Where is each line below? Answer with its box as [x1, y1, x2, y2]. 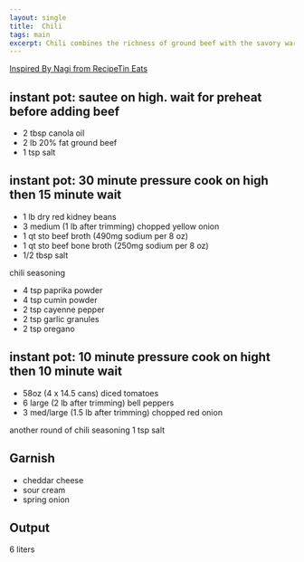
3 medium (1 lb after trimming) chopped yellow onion [22, 221, 220, 232]
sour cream [22, 484, 66, 495]
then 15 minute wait [9, 187, 122, 203]
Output [9, 519, 50, 535]
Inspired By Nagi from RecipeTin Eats [9, 63, 147, 74]
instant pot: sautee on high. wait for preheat [9, 90, 262, 105]
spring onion [22, 494, 71, 505]
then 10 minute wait [9, 364, 122, 379]
